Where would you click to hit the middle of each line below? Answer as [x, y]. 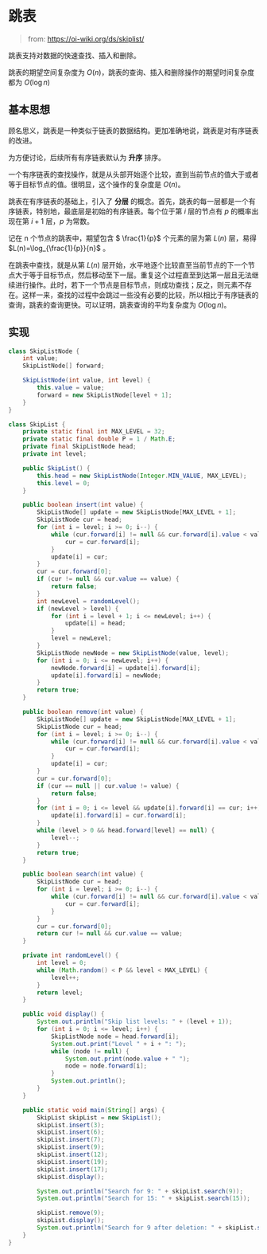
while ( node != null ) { [90, 1051]
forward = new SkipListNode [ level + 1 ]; [104, 395]
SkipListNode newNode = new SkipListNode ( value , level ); [133, 653]
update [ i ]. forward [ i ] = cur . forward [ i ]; [118, 816]
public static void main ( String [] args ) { [94, 1110]
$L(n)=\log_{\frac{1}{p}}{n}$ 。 [59, 248]
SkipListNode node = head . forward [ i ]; [115, 1037]
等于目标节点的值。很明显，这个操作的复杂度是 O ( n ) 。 [97, 184]
